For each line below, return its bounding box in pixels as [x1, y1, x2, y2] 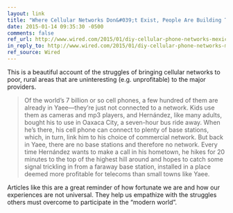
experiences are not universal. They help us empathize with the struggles [7, 190, 217, 198]
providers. [7, 83, 37, 91]
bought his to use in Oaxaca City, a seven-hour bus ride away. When [24, 118, 221, 126]
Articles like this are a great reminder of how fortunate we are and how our [7, 183, 221, 191]
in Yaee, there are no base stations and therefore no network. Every [24, 140, 218, 148]
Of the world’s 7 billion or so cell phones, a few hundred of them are [24, 96, 218, 104]
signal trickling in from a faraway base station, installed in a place [24, 162, 212, 171]
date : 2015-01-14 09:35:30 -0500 [7, 23, 104, 30]
